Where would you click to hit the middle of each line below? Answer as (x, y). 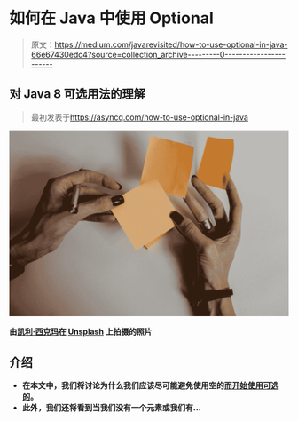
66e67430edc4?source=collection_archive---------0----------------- (158, 54)
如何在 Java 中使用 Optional (112, 18)
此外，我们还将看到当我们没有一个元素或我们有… (111, 408)
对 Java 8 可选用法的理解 (78, 94)
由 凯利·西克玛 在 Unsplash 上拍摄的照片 (81, 332)
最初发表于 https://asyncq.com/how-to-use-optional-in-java (139, 117)
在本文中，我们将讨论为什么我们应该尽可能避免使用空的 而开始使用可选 (150, 385)
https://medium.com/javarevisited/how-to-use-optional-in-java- (171, 44)
